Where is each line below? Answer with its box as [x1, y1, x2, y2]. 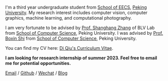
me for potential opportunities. [5, 60, 71, 66]
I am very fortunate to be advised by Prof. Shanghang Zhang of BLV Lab [5, 25, 155, 31]
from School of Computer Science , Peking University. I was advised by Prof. [5, 30, 163, 36]
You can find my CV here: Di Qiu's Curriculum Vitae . [5, 45, 114, 51]
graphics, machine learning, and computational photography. [5, 15, 132, 21]
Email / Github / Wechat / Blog [5, 70, 68, 76]
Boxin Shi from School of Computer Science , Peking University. [5, 35, 137, 41]
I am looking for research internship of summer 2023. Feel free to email [5, 55, 157, 61]
